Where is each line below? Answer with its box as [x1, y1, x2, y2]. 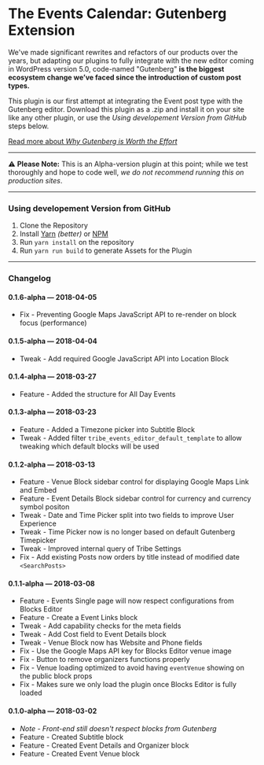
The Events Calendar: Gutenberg [8, 5, 227, 23]
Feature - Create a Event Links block [19, 613, 138, 623]
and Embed [19, 486, 57, 495]
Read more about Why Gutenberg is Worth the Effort [8, 136, 178, 146]
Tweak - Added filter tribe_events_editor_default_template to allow [19, 433, 242, 442]
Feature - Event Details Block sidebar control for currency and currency [19, 493, 251, 504]
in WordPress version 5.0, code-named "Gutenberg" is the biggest [8, 64, 225, 73]
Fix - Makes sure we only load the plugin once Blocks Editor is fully [19, 680, 237, 689]
